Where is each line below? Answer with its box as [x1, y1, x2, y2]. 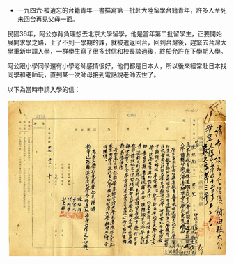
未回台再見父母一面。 [17, 15, 79, 23]
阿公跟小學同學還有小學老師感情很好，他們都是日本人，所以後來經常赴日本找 [7, 62, 227, 70]
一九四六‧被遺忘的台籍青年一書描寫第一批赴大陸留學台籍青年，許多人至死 [17, 6, 227, 14]
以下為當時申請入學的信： [7, 86, 81, 93]
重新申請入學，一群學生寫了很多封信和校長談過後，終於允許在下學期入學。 [13, 47, 227, 55]
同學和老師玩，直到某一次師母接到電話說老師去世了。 [7, 70, 160, 79]
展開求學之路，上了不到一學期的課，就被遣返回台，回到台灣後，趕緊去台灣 [7, 38, 221, 47]
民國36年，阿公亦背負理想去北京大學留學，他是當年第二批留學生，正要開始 [7, 30, 223, 38]
